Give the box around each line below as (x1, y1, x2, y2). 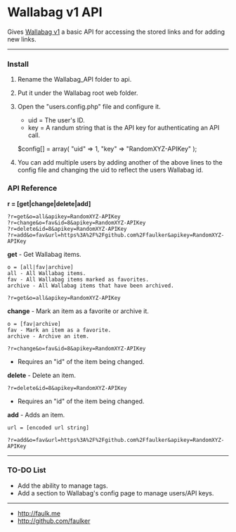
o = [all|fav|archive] (7, 263, 74, 271)
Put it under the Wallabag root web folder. (17, 89, 138, 97)
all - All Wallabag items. (7, 270, 86, 277)
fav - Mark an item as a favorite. (7, 327, 112, 334)
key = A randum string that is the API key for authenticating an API (27, 124, 220, 132)
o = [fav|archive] (7, 320, 61, 327)
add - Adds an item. (7, 410, 65, 419)
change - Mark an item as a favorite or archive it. (7, 307, 149, 315)
